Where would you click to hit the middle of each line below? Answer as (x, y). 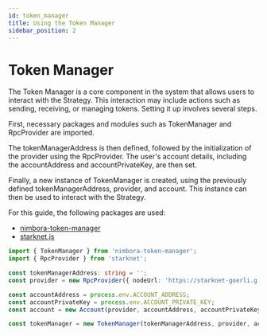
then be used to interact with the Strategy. (77, 197)
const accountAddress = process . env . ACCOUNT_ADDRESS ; (99, 295)
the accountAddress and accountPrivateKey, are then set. (103, 165)
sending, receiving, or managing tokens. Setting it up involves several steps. (133, 109)
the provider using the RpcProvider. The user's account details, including (128, 157)
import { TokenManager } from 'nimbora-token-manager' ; (103, 252)
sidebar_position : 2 (43, 30)
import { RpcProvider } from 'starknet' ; (78, 259)
